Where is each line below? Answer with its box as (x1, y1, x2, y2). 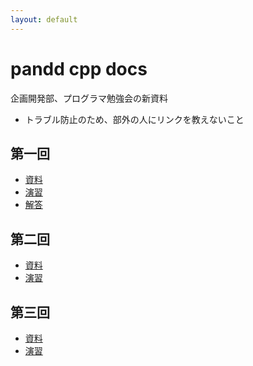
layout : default (10, 14, 78, 25)
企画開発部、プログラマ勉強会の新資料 (10, 92, 168, 104)
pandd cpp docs (10, 57, 148, 80)
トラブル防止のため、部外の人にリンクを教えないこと (24, 113, 245, 125)
